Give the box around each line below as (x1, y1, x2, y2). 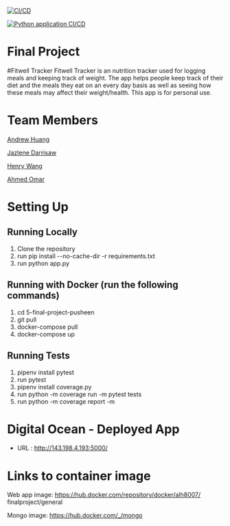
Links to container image (7, 468, 151, 483)
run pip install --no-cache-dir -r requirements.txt (16, 251, 156, 260)
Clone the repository (16, 244, 76, 253)
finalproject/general (7, 498, 63, 506)
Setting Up (7, 199, 69, 215)
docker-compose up (16, 330, 76, 338)
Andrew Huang (7, 135, 50, 144)
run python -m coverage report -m (16, 397, 115, 405)
